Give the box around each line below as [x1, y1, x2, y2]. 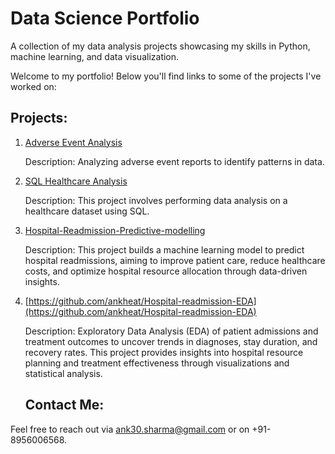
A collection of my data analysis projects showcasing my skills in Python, [10, 40, 311, 52]
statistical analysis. [24, 367, 103, 379]
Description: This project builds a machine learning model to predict [24, 243, 305, 256]
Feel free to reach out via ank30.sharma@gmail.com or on [10, 423, 250, 435]
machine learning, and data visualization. [10, 50, 180, 62]
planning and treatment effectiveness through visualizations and [24, 357, 290, 369]
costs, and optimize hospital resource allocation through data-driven [24, 265, 308, 277]
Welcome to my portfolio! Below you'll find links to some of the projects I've [10, 70, 322, 82]
